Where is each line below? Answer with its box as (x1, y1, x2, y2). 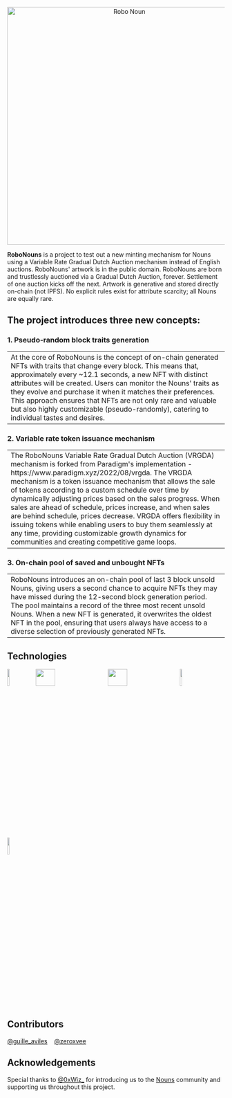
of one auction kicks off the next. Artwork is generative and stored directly (7, 280, 219, 288)
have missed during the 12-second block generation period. (10, 592, 207, 602)
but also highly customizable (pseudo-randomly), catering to (10, 404, 209, 414)
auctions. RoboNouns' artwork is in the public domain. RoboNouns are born (7, 265, 222, 273)
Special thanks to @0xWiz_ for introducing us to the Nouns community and (7, 1075, 221, 1083)
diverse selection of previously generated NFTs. (10, 627, 166, 637)
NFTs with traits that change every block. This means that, (10, 360, 199, 370)
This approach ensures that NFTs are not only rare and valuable (10, 395, 217, 405)
